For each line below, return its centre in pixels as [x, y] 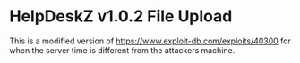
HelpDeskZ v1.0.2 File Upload [121, 16]
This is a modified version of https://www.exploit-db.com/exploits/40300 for [150, 41]
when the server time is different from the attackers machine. [122, 50]
